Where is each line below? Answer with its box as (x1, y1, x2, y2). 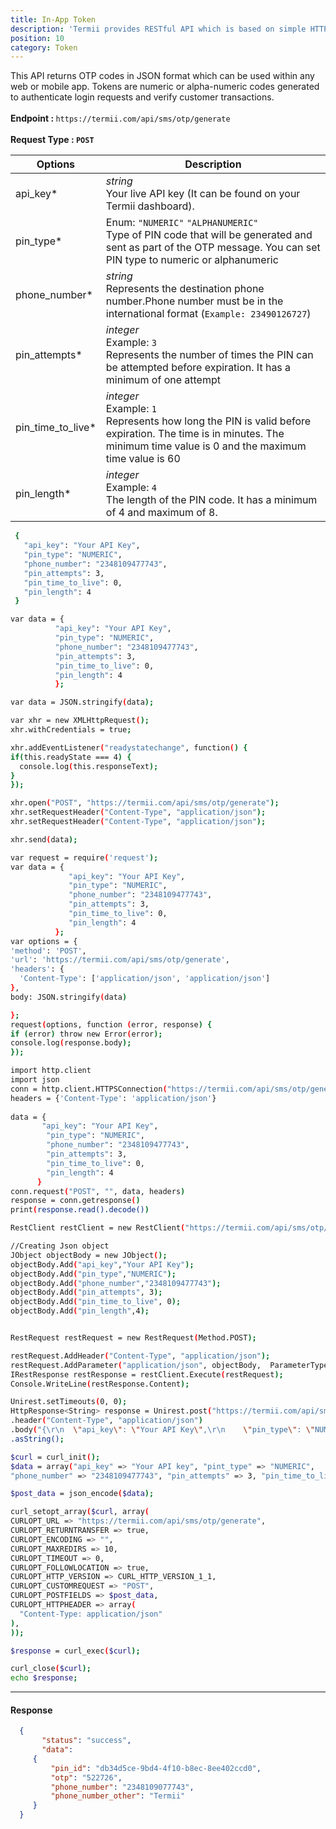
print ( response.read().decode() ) (10, 1205, 150, 1215)
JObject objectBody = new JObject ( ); (10, 1250, 168, 1260)
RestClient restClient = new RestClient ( (10, 1223, 186, 1233)
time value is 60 (105, 452, 181, 466)
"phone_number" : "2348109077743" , (50, 1782, 195, 1792)
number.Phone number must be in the (105, 294, 284, 308)
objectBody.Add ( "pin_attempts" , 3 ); (10, 1287, 163, 1298)
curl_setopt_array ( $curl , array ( (10, 1507, 150, 1517)
